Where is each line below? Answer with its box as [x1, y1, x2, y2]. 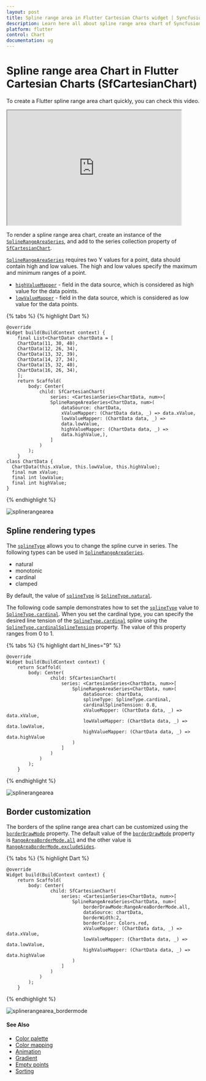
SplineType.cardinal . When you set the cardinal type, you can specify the [6, 610, 194, 617]
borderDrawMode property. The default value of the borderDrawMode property [6, 829, 195, 837]
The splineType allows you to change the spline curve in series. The [6, 542, 178, 549]
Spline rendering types [6, 526, 96, 536]
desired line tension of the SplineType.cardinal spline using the [6, 617, 167, 624]
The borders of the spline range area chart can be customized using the [6, 823, 188, 830]
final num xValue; [12, 469, 59, 475]
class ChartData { [6, 458, 53, 464]
